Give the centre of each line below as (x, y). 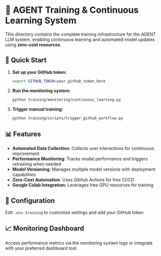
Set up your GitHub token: (39, 72)
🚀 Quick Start (26, 60)
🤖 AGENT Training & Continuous (72, 10)
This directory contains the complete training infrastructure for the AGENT (80, 34)
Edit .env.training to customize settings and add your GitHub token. (75, 212)
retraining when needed (37, 164)
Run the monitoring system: (41, 90)
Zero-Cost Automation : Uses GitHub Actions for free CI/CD (73, 180)
